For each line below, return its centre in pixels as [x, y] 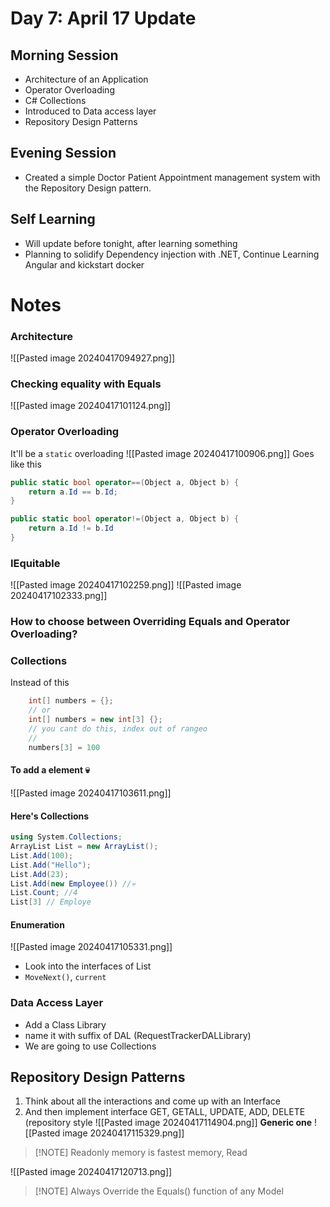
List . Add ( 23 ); [40, 874]
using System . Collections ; [66, 837]
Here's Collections [50, 816]
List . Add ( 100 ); [42, 855]
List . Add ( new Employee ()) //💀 [73, 883]
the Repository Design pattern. [88, 188]
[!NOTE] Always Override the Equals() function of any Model [159, 1191]
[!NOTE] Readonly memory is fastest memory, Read [141, 1153]
